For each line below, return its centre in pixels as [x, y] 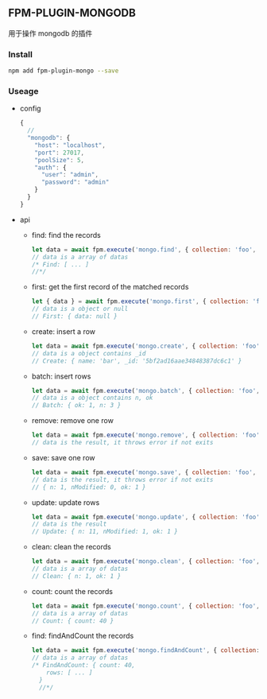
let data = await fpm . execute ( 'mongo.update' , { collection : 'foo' [145, 517]
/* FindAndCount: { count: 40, [83, 666]
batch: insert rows [61, 376]
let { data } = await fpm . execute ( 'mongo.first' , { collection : [140, 301]
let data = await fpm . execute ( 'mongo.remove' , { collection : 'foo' [145, 435]
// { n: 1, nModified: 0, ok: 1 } [89, 487]
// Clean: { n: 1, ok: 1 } [76, 576]
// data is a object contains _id [89, 353]
